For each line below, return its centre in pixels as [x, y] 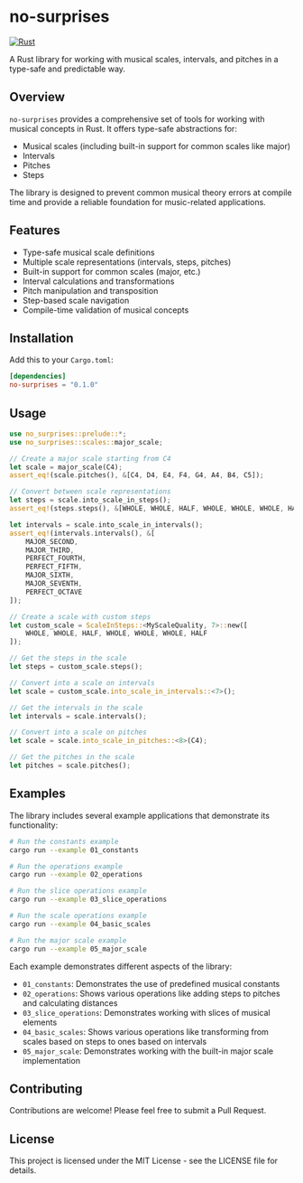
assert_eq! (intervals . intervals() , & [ [82, 533]
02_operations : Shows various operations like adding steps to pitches [151, 993]
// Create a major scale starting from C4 [90, 458]
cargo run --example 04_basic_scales [80, 924]
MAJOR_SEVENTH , [54, 584]
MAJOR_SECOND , [52, 541]
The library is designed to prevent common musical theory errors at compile [151, 192]
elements [40, 1022]
